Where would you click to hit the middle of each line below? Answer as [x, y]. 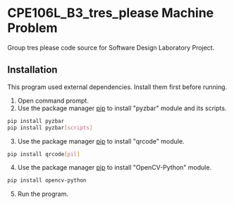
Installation [32, 70]
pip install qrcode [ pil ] [44, 154]
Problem [32, 28]
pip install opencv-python [47, 181]
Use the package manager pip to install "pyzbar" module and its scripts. [122, 108]
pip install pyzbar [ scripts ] [50, 128]
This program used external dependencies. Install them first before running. [117, 87]
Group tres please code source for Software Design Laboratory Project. [111, 47]
